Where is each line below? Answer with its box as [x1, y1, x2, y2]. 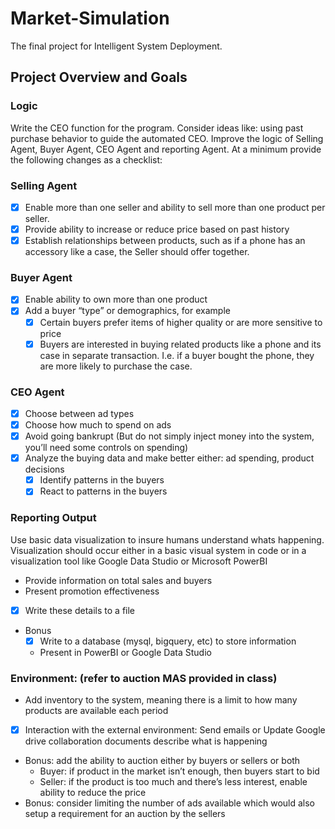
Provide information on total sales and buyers [24, 574, 213, 586]
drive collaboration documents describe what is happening [24, 735, 268, 747]
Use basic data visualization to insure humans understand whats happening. [10, 533, 325, 546]
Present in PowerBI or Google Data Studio [39, 646, 212, 658]
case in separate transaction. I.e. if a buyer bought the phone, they [39, 349, 315, 361]
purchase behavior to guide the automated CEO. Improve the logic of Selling [10, 132, 324, 144]
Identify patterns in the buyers [39, 474, 165, 486]
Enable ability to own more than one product [24, 293, 208, 306]
